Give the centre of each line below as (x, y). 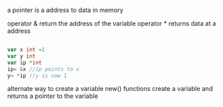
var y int (22, 56)
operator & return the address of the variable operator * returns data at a (112, 23)
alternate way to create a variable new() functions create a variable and (110, 89)
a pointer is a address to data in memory (65, 10)
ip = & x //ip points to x (43, 69)
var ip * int (24, 63)
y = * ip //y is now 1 (37, 76)
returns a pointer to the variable (53, 96)
